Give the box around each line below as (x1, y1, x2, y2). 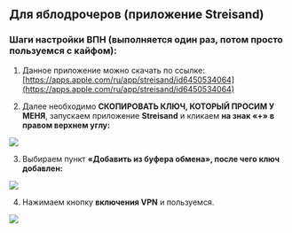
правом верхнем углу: (21, 120, 111, 130)
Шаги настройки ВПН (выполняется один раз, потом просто (9, 34, 284, 46)
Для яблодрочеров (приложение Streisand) (9, 7, 264, 22)
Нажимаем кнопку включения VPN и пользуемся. (21, 197, 215, 207)
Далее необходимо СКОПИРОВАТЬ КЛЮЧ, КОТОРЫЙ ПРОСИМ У (21, 101, 275, 112)
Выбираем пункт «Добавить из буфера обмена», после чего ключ (21, 153, 280, 164)
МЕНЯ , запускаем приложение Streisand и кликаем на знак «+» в (21, 110, 275, 120)
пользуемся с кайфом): (9, 44, 117, 57)
